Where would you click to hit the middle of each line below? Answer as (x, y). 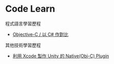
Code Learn (30, 9)
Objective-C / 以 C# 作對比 (40, 34)
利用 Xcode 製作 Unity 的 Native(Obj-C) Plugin (61, 56)
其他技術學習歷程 (23, 45)
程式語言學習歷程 (23, 23)
